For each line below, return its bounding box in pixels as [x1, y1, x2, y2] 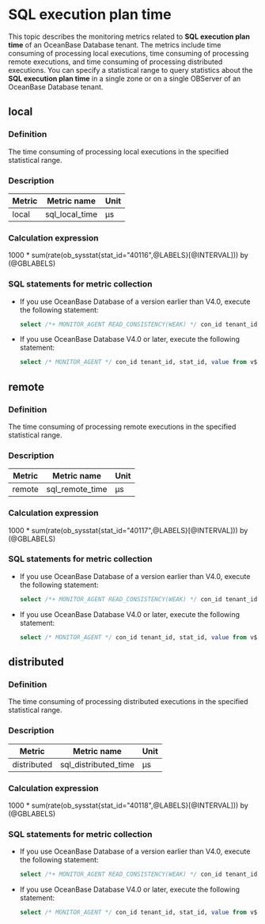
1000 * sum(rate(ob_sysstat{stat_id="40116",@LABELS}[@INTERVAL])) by [8, 251, 249, 260]
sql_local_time [44, 208, 97, 219]
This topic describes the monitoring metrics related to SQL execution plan [8, 32, 251, 41]
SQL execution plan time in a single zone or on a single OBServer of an [8, 74, 241, 83]
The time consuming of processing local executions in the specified [8, 146, 229, 156]
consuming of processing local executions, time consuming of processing [8, 48, 249, 58]
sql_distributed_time [59, 759, 134, 770]
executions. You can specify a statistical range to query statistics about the [8, 65, 253, 74]
